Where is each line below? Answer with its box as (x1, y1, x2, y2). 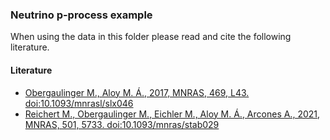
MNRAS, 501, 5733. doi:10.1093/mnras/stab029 (24, 118, 220, 130)
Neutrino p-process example (10, 8, 153, 22)
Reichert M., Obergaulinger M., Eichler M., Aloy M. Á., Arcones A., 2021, (24, 108, 321, 120)
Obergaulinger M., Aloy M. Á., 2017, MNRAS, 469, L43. (24, 86, 250, 98)
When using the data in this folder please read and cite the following (10, 31, 292, 43)
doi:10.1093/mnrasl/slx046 (24, 97, 134, 109)
